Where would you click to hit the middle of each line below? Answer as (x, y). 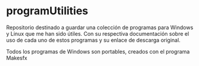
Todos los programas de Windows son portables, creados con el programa (98, 51)
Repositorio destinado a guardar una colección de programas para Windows (100, 27)
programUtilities (47, 11)
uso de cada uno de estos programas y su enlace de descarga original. (93, 40)
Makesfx (17, 58)
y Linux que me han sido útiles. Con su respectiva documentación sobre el (98, 33)
